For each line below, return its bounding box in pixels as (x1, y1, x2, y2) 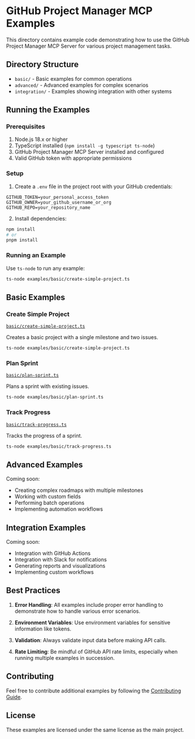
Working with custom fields (14, 493, 81, 500)
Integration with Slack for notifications (14, 556, 107, 563)
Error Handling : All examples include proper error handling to (14, 601, 163, 608)
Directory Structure (6, 60, 79, 70)
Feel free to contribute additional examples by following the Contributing (6, 687, 181, 694)
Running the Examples (6, 105, 90, 115)
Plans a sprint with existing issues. (6, 383, 89, 390)
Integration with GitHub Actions (14, 550, 91, 557)
